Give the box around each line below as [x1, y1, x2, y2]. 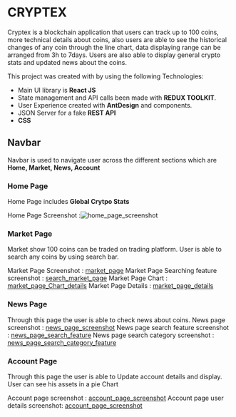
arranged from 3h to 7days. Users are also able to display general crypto [7, 51, 221, 59]
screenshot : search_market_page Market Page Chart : [7, 274, 168, 282]
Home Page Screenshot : [7, 211, 81, 220]
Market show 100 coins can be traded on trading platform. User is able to [7, 245, 222, 254]
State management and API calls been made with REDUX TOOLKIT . [17, 93, 217, 102]
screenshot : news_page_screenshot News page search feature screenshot [7, 323, 230, 331]
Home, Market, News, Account [7, 163, 101, 172]
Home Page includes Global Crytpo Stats [7, 197, 130, 206]
